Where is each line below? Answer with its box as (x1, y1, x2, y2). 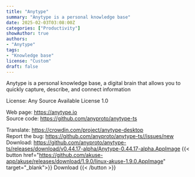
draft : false (6, 63, 38, 70)
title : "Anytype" (6, 8, 49, 15)
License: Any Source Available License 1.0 (6, 97, 109, 104)
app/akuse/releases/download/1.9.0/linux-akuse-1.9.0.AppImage (6, 158, 164, 165)
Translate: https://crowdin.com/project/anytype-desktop (6, 126, 144, 133)
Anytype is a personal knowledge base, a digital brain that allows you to (6, 80, 181, 87)
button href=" (6, 152, 40, 159)
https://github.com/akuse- (38, 152, 103, 159)
